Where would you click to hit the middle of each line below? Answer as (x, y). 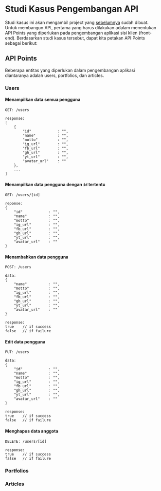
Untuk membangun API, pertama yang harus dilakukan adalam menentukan (81, 27)
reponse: (14, 204)
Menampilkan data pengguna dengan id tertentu (55, 185)
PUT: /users (17, 352)
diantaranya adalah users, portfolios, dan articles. (54, 75)
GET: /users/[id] (23, 195)
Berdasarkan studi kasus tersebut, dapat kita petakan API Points (81, 38)
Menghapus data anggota (32, 431)
